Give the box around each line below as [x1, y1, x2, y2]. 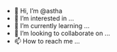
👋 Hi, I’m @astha [13, 7, 62, 15]
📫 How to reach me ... [13, 37, 80, 45]
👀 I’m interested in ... [13, 14, 74, 22]
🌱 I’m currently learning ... [13, 22, 90, 30]
